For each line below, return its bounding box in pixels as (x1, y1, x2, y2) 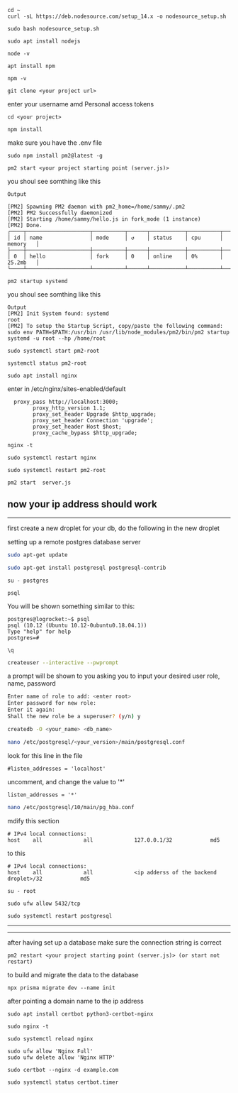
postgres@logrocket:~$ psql (7, 615, 91, 622)
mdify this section (7, 816, 59, 825)
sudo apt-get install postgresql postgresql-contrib (7, 564, 166, 571)
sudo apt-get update (7, 551, 69, 559)
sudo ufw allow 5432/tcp (7, 900, 81, 907)
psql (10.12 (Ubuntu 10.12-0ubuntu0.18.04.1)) (7, 622, 147, 629)
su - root (7, 887, 37, 894)
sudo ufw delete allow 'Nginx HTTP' (7, 1054, 115, 1061)
